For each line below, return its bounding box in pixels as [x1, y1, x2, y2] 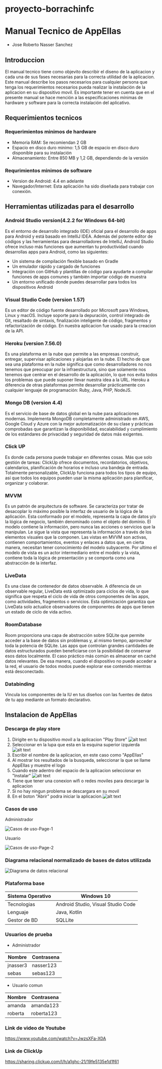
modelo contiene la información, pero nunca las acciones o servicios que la [5, 524, 156, 530]
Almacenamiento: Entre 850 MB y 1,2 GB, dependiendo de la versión [12, 155, 148, 161]
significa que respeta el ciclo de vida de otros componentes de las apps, [5, 594, 150, 599]
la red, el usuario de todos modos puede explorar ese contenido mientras [5, 663, 151, 669]
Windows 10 [80, 893, 111, 899]
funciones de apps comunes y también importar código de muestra [12, 274, 147, 280]
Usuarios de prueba [5, 931, 52, 938]
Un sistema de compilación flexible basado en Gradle [12, 258, 118, 264]
